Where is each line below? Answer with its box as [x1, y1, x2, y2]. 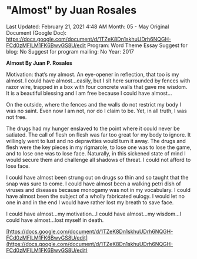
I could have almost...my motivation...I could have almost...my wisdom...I [6, 210, 181, 217]
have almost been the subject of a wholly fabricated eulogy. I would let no [6, 192, 185, 200]
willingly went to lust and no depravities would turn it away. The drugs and [6, 137, 186, 144]
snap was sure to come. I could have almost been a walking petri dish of [6, 180, 181, 187]
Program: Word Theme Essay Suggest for [87, 42, 188, 49]
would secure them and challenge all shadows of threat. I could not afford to [6, 156, 191, 163]
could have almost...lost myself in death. [6, 216, 104, 224]
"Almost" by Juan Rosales [6, 4, 137, 17]
